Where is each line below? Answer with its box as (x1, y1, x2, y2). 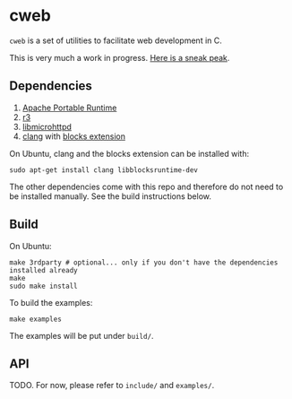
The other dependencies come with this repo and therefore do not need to (9, 181, 284, 192)
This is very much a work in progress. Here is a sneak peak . (9, 52, 230, 63)
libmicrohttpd (21, 121, 72, 132)
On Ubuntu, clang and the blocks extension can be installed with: (9, 148, 249, 159)
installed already (9, 265, 78, 274)
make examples (9, 315, 63, 324)
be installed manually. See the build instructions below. (9, 190, 212, 202)
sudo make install (9, 282, 78, 291)
